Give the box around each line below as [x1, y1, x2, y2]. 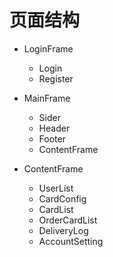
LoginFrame [23, 42, 74, 55]
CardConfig [38, 192, 87, 205]
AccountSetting [38, 235, 104, 247]
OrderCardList [38, 214, 98, 226]
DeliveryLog [38, 224, 89, 236]
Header [38, 122, 71, 134]
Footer [38, 132, 66, 145]
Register [38, 72, 74, 85]
